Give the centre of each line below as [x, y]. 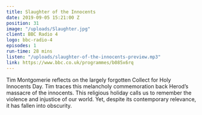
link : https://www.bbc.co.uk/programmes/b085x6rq [70, 62]
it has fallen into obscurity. [39, 105]
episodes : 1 [21, 46]
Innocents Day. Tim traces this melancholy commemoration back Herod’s [97, 86]
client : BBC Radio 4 [32, 34]
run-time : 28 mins [29, 51]
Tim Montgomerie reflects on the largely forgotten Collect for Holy [89, 80]
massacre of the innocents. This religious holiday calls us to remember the [99, 93]
